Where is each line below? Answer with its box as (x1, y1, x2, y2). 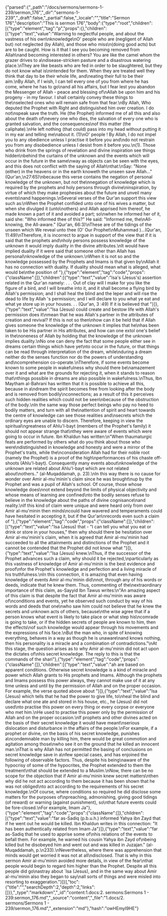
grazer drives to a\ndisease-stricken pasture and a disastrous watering (5, 57, 151, 63)
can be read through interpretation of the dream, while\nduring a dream (5, 349, 152, 355)
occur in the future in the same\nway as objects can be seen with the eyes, (5, 158, 160, 164)
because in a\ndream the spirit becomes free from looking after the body (5, 386, 155, 392)
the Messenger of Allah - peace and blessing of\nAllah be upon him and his (5, 89, 161, 95)
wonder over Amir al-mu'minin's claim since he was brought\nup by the (5, 476, 152, 482)
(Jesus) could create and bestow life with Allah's (59, 306, 160, 312)
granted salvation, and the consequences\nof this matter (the (5, 121, 131, 127)
